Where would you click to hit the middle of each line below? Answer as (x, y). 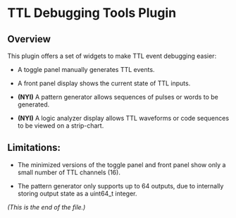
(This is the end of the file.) (46, 207)
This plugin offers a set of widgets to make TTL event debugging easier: (112, 56)
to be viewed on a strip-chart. (61, 126)
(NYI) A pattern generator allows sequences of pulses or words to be (118, 97)
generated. (33, 104)
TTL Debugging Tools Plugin (92, 13)
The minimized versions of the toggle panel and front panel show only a (122, 164)
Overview (29, 39)
